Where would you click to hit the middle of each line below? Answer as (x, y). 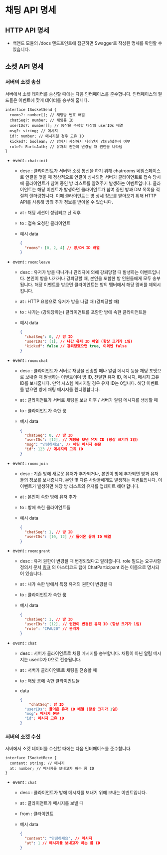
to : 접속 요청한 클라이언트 (45, 223)
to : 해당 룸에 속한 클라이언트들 (50, 681)
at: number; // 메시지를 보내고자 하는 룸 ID (52, 769)
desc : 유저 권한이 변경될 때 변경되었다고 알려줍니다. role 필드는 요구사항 (90, 561)
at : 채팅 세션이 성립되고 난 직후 (50, 212)
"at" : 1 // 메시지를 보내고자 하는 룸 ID (62, 843)
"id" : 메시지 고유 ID (44, 718)
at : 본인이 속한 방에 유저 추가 (48, 497)
